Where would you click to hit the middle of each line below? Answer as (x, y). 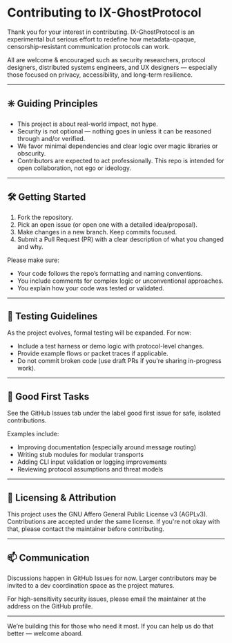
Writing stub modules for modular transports (80, 455)
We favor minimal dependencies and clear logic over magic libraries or (117, 146)
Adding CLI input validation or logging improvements (92, 462)
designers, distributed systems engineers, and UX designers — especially (112, 67)
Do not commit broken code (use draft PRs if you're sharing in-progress (119, 361)
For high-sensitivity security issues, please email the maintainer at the (107, 599)
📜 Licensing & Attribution (62, 497)
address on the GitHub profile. (50, 606)
